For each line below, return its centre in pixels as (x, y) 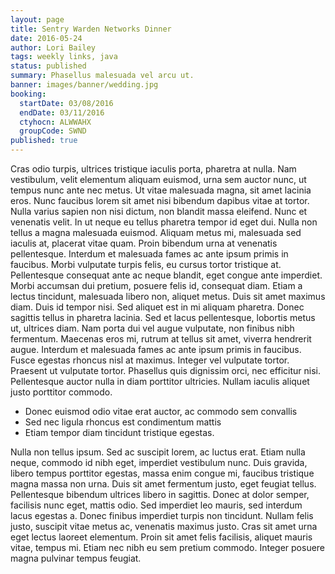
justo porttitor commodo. (61, 392)
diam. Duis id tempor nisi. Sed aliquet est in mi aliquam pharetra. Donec (157, 307)
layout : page (37, 19)
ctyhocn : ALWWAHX (55, 122)
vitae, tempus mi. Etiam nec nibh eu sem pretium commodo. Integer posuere (168, 547)
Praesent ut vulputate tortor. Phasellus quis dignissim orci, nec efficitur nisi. (165, 370)
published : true (44, 141)
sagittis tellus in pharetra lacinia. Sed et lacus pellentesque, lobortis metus (163, 317)
